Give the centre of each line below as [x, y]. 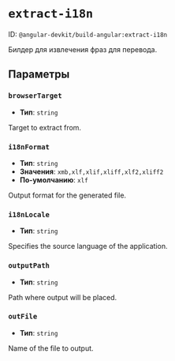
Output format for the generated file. [67, 195]
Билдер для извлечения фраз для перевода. [83, 49]
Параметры [39, 75]
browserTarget [35, 96]
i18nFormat [29, 147]
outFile [23, 317]
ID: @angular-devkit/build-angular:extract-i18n [88, 34]
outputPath [29, 266]
